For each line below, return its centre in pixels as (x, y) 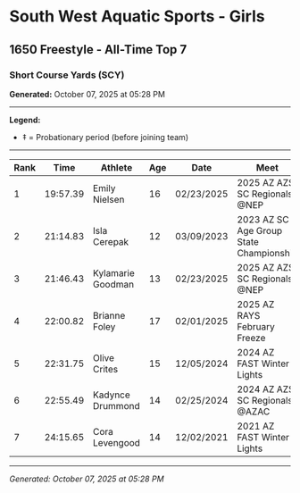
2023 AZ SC (263, 219)
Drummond (116, 405)
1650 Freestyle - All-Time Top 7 (98, 50)
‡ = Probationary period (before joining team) (105, 137)
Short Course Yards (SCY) (67, 75)
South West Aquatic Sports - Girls (137, 17)
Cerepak (111, 241)
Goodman (113, 284)
